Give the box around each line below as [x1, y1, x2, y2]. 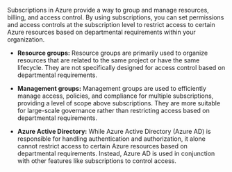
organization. [7, 35, 45, 44]
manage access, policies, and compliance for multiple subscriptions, [17, 92, 214, 100]
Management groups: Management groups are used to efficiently [17, 85, 207, 92]
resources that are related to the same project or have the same [17, 56, 200, 64]
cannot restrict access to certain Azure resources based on [17, 142, 188, 150]
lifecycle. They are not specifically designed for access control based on [17, 64, 226, 71]
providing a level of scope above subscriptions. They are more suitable [17, 99, 221, 107]
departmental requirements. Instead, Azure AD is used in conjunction [17, 149, 215, 157]
